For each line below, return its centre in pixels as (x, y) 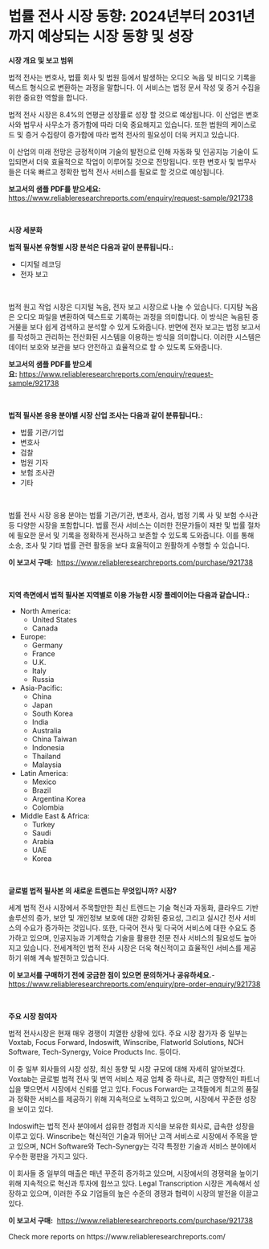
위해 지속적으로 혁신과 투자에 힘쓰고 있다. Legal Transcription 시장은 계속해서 (130, 1183)
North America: (45, 610)
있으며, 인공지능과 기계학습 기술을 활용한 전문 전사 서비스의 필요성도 (136, 937)
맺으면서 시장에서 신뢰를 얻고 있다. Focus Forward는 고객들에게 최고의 (133, 1088)
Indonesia (48, 747)
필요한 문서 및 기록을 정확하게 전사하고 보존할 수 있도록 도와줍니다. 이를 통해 (135, 535)
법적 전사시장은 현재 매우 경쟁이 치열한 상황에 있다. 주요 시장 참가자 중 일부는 (128, 1033)
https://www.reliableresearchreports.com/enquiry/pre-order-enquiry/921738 (134, 984)
